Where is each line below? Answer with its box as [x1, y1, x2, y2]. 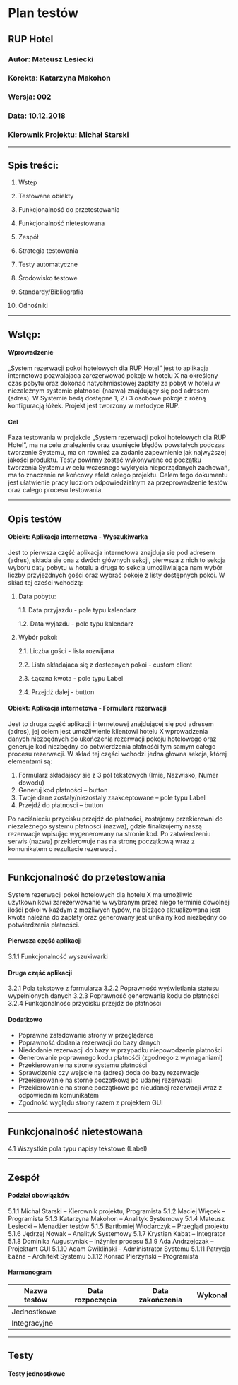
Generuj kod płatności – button [18, 785, 108, 794]
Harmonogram [8, 1268, 52, 1276]
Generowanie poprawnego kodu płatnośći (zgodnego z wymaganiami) [18, 1054, 223, 1062]
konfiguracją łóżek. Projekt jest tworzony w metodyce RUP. [8, 401, 180, 410]
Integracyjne [11, 1319, 54, 1328]
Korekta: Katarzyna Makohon [8, 73, 112, 83]
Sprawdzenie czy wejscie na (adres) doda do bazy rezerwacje [18, 1069, 200, 1077]
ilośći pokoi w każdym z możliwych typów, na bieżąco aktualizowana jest [8, 905, 221, 914]
